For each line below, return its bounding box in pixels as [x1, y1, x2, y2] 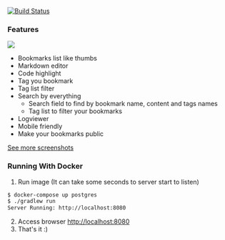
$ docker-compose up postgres [7, 191, 98, 199]
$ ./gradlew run [7, 198, 56, 205]
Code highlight [17, 69, 61, 78]
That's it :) [17, 225, 49, 234]
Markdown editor [17, 61, 69, 71]
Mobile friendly [17, 122, 63, 131]
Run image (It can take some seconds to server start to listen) [17, 177, 200, 186]
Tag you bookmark [17, 77, 74, 85]
